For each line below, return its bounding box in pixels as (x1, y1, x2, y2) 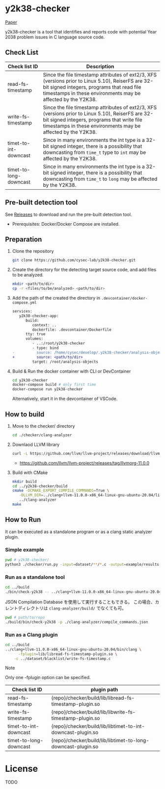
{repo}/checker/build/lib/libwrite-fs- (51, 709, 136, 716)
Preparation (5, 235, 42, 243)
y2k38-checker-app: (19, 313, 59, 318)
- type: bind (32, 345, 59, 350)
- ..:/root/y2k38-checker (32, 341, 85, 346)
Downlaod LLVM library (12, 442, 60, 447)
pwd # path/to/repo (5, 615, 45, 620)
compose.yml (12, 300, 37, 305)
